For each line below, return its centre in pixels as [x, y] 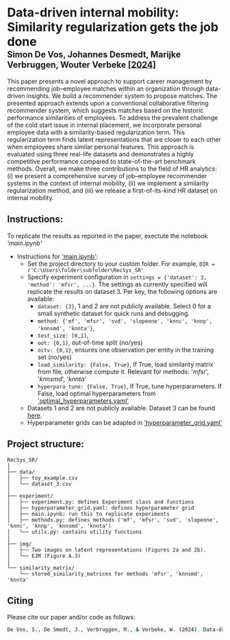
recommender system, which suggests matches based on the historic [105, 110]
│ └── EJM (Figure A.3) [44, 556]
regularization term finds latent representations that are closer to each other [114, 139]
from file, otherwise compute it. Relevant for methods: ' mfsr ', [123, 371]
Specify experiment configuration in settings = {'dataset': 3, [117, 277]
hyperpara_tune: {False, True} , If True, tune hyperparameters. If [130, 386]
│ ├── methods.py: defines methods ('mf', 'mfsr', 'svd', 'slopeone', [113, 520]
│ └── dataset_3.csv [39, 484]
